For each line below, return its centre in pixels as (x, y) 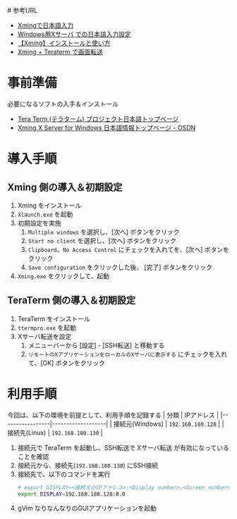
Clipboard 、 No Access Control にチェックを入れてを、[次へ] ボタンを (129, 249)
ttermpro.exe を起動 (47, 328)
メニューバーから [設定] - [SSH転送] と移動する (96, 345)
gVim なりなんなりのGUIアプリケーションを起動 (87, 508)
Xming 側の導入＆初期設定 (65, 187)
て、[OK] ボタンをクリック (67, 363)
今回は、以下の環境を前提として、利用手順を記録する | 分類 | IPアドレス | (113, 414)
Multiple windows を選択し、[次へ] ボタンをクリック (104, 232)
